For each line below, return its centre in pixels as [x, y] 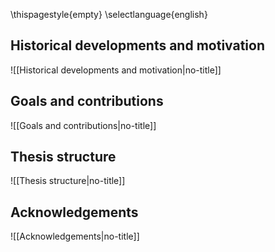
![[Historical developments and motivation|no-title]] [116, 70]
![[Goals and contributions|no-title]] [83, 125]
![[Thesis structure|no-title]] [68, 181]
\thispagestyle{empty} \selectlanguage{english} [109, 14]
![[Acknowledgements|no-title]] [75, 236]
